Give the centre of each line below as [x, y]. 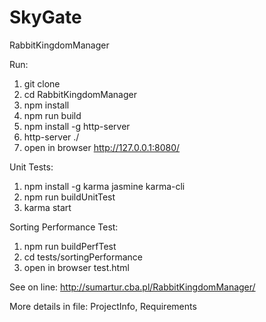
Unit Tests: [31, 167]
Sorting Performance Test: [64, 227]
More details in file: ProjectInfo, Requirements [103, 306]
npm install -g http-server [77, 126]
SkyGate [45, 17]
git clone [42, 83]
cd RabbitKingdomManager [80, 94]
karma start [47, 207]
